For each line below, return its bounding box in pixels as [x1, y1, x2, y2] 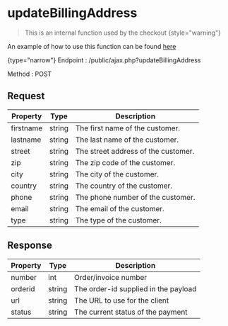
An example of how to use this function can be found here [7, 42, 176, 50]
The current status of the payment [73, 307, 188, 317]
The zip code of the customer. [75, 157, 176, 167]
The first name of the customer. [75, 123, 181, 133]
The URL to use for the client [73, 296, 169, 305]
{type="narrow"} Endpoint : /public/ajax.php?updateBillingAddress [7, 55, 201, 64]
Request [7, 90, 45, 102]
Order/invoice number [73, 272, 148, 282]
